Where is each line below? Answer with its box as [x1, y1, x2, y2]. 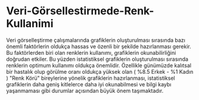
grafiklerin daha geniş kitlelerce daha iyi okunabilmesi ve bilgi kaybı [6, 80, 172, 87]
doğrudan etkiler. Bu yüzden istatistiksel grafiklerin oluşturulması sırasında [6, 55, 189, 62]
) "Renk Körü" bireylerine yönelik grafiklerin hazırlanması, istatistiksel [6, 74, 175, 82]
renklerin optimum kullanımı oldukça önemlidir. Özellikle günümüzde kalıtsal [6, 61, 192, 69]
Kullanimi [6, 17, 54, 30]
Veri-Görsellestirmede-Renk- [6, 4, 154, 18]
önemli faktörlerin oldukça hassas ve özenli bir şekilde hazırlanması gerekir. [6, 43, 192, 50]
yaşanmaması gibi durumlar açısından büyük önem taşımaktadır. [6, 87, 164, 94]
